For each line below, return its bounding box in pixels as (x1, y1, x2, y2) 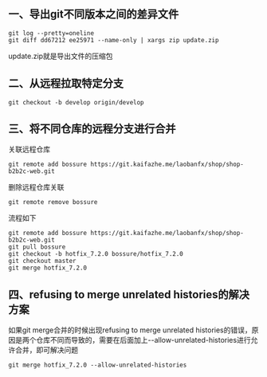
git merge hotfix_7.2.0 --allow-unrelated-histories (8, 361, 187, 369)
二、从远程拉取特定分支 (8, 77, 124, 90)
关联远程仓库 (8, 144, 50, 154)
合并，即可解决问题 (14, 345, 78, 355)
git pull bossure (8, 243, 66, 251)
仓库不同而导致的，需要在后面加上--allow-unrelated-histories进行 (35, 336, 251, 345)
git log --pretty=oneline (8, 29, 94, 37)
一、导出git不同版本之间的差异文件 (8, 7, 179, 22)
